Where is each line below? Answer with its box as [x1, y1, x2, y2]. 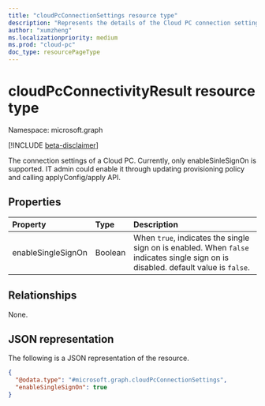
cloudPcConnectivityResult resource [8, 82, 256, 100]
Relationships [8, 289, 77, 303]
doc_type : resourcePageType [8, 48, 101, 56]
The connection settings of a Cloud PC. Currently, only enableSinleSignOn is [8, 156, 256, 165]
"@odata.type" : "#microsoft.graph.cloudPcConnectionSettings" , [15, 376, 227, 384]
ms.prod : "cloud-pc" [8, 41, 77, 49]
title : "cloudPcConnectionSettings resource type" [8, 11, 178, 20]
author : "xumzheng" [8, 26, 73, 34]
